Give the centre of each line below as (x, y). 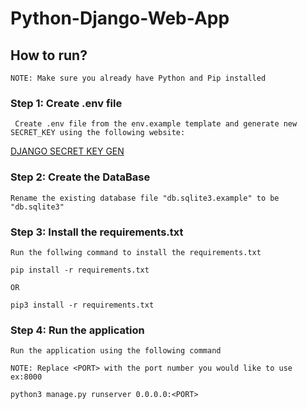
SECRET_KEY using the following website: (98, 133)
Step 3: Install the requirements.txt (97, 232)
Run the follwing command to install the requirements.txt (136, 252)
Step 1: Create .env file (66, 103)
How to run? (49, 55)
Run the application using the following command (116, 351)
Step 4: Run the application (77, 330)
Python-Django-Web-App (120, 18)
